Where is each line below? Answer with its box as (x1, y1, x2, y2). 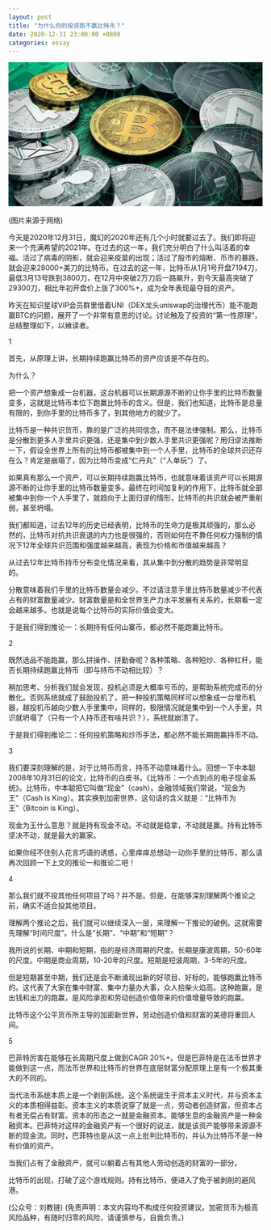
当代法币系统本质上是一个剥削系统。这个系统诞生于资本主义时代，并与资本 (8, 1090, 256, 1100)
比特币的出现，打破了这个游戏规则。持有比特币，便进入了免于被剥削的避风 (8, 1175, 256, 1185)
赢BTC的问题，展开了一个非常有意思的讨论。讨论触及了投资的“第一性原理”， (8, 311, 262, 320)
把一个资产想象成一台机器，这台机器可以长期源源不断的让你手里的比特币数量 (8, 388, 263, 398)
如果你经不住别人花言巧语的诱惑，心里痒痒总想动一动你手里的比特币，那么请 (8, 847, 263, 857)
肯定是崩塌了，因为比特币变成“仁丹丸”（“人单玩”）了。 (29, 455, 212, 465)
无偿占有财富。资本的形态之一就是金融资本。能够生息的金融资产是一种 (22, 1110, 256, 1120)
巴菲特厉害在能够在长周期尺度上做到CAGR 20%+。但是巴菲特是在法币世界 (8, 1053, 256, 1063)
